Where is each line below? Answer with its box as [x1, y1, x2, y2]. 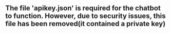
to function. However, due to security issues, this [5, 12, 166, 20]
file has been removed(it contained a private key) [5, 19, 166, 28]
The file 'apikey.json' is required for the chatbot [5, 4, 161, 12]
